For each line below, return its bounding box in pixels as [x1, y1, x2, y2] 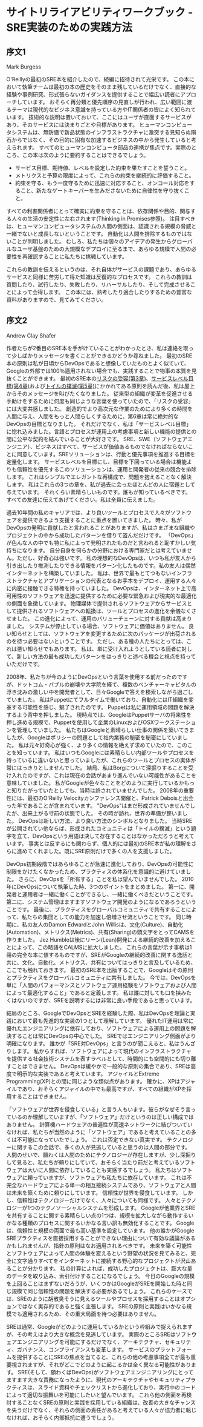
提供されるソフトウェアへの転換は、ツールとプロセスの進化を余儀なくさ [16, 607, 197, 614]
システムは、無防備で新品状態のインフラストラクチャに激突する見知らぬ [11, 128, 192, 136]
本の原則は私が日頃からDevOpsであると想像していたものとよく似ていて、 [6, 359, 190, 367]
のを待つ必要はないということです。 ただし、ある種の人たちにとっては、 [6, 637, 187, 645]
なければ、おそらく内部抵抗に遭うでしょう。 [6, 1414, 118, 1421]
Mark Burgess [6, 63, 41, 70]
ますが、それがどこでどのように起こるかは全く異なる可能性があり [27, 1361, 192, 1368]
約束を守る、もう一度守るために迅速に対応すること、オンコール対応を [14, 179, 190, 187]
